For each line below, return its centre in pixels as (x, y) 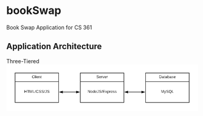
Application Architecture (54, 46)
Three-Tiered (23, 61)
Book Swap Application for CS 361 (49, 27)
